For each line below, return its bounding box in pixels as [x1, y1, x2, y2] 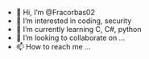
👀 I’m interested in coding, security [15, 16, 132, 26]
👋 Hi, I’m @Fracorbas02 [15, 8, 95, 17]
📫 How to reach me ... [15, 42, 91, 51]
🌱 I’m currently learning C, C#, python [15, 25, 142, 33]
